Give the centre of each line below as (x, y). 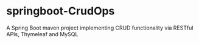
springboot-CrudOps (61, 11)
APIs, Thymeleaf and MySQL (42, 34)
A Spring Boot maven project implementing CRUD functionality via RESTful (100, 28)
